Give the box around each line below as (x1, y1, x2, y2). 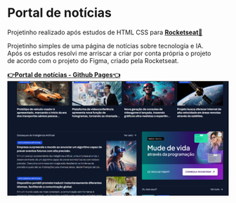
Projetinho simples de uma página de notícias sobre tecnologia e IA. (7, 41, 204, 50)
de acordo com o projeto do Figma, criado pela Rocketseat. (7, 56, 179, 64)
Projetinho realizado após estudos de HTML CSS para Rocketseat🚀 (7, 28, 203, 36)
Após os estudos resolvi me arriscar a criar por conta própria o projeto (7, 49, 211, 57)
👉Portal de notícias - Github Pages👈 (7, 70, 121, 78)
